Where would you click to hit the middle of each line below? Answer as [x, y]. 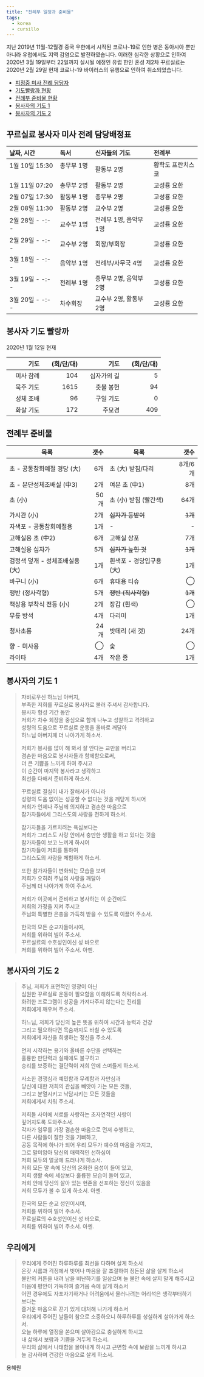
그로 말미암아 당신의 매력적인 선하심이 [66, 1153]
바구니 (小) [24, 581]
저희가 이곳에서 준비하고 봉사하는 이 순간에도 [74, 899]
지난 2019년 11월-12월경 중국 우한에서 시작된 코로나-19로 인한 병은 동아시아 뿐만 [101, 47]
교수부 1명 [74, 224]
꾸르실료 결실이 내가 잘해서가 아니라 [63, 791]
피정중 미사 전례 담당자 [42, 83]
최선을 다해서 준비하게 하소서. [56, 778]
